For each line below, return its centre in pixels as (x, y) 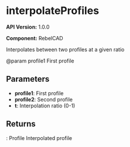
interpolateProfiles (53, 11)
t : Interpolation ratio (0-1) (45, 106)
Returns (21, 124)
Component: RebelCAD (35, 38)
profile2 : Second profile (44, 99)
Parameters (28, 79)
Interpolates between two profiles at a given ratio (65, 49)
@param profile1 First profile (40, 61)
